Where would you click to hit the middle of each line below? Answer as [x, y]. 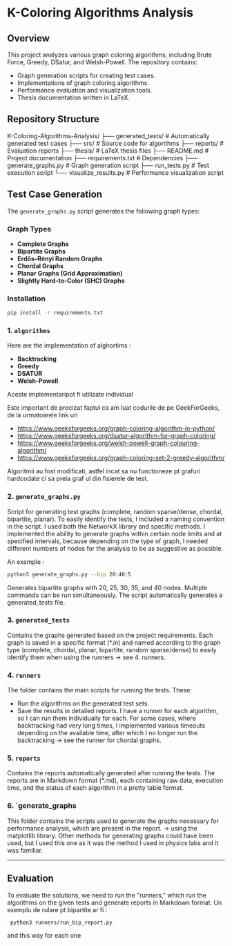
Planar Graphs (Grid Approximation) [70, 273]
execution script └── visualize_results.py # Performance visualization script [116, 172]
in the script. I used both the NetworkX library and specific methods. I [106, 526]
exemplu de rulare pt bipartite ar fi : [57, 909]
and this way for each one [44, 936]
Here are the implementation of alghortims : [69, 346]
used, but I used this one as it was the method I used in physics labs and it [113, 843]
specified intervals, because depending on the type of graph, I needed [108, 541]
